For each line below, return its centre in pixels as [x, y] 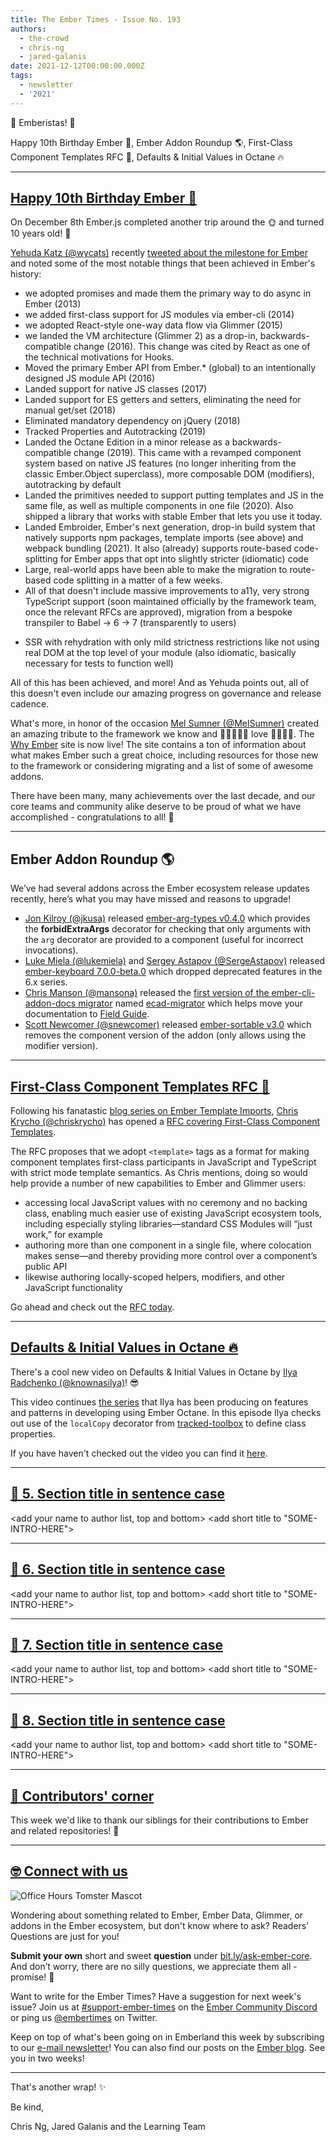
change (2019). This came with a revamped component [187, 453]
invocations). [51, 950]
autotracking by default [73, 485]
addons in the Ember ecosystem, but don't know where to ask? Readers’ [159, 1925]
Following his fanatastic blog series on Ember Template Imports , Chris [154, 1111]
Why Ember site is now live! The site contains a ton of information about [158, 745]
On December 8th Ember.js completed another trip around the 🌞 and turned [167, 222]
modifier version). [61, 1046]
